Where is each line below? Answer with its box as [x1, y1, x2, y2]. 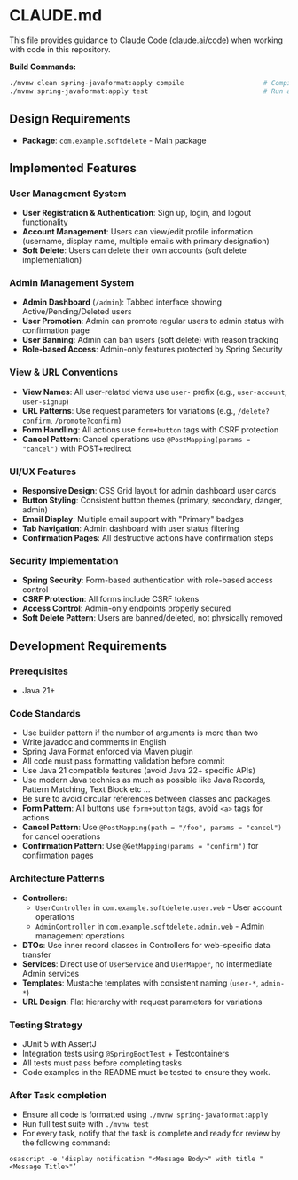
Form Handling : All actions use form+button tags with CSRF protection [21, 424, 279, 435]
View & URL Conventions [9, 366, 118, 378]
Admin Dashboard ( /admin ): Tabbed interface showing [21, 297, 222, 307]
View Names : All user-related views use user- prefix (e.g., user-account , [21, 386, 288, 397]
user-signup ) [21, 396, 69, 407]
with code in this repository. [9, 44, 111, 54]
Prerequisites [9, 665, 68, 677]
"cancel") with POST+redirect [21, 443, 132, 454]
